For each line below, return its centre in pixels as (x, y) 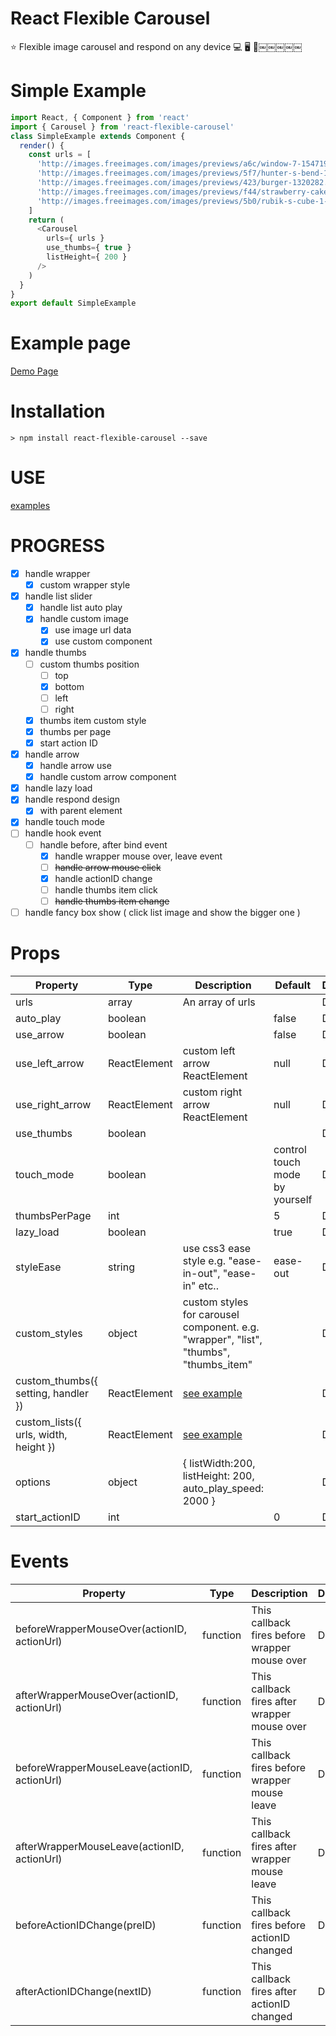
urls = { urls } (75, 238)
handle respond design (72, 799)
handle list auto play (81, 608)
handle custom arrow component (108, 777)
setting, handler (52, 1393)
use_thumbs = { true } (89, 248)
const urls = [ (60, 155)
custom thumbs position (89, 664)
